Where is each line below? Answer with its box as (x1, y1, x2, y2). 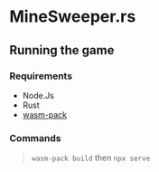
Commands (9, 131, 61, 144)
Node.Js (22, 90, 54, 100)
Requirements (9, 70, 73, 82)
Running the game (9, 43, 115, 58)
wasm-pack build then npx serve (31, 152, 151, 164)
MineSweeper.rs (9, 6, 136, 27)
